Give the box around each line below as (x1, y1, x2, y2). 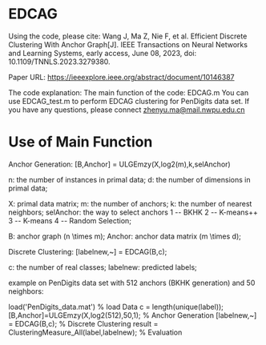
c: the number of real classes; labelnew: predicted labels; (8, 262, 198, 272)
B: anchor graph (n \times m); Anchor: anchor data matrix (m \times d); (8, 231, 242, 241)
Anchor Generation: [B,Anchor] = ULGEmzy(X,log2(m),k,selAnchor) (8, 159, 231, 169)
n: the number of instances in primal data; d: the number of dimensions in (8, 175, 251, 184)
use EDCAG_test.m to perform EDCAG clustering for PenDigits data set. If (8, 96, 250, 106)
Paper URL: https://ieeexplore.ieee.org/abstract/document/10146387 (8, 72, 235, 82)
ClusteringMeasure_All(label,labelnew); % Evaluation (8, 327, 183, 337)
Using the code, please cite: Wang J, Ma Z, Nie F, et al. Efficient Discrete (8, 31, 248, 41)
